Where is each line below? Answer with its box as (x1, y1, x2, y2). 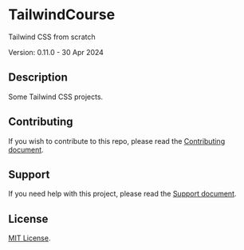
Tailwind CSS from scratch (8, 32, 96, 42)
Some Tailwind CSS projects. (8, 92, 104, 101)
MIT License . (8, 233, 51, 243)
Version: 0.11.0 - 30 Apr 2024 (8, 47, 104, 57)
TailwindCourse (8, 6, 116, 24)
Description (8, 70, 68, 85)
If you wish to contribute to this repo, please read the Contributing (8, 136, 226, 145)
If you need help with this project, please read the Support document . (8, 189, 237, 199)
